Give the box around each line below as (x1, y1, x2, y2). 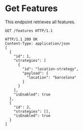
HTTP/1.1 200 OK (5, 37, 38, 42)
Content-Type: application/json (5, 41, 70, 46)
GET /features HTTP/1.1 (5, 28, 53, 33)
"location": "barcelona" (26, 75, 77, 80)
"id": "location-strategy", (22, 66, 79, 71)
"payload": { (22, 71, 49, 76)
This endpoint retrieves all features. (5, 19, 76, 25)
